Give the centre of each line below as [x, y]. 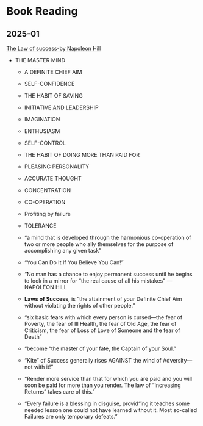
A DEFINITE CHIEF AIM [53, 72]
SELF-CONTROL [45, 143]
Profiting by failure [48, 214]
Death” [33, 337]
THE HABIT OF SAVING [54, 96]
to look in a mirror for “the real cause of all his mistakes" [95, 281]
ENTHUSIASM [42, 131]
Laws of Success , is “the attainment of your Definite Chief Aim [103, 299]
